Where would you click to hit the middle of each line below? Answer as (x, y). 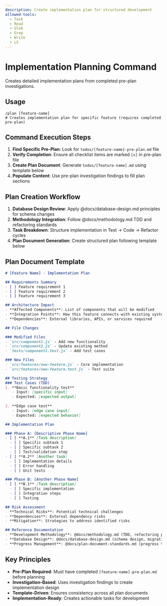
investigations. (20, 86)
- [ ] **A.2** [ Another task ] (37, 456)
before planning (29, 577)
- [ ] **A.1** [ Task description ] (41, 438)
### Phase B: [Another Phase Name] (42, 480)
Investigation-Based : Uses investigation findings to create (73, 582)
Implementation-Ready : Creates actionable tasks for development (81, 598)
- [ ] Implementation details (41, 461)
